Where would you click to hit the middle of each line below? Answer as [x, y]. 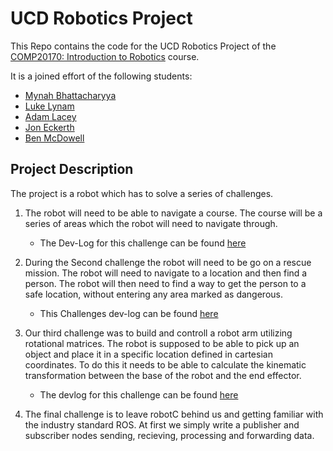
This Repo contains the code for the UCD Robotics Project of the [143, 46]
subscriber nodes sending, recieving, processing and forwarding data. [169, 435]
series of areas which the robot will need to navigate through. [151, 223]
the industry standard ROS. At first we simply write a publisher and [162, 424]
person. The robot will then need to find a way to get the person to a [165, 283]
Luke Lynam [49, 106]
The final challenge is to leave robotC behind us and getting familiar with [174, 414]
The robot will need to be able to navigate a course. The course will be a [173, 213]
